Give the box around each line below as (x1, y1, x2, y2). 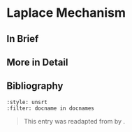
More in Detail (6, 56, 68, 68)
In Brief (6, 33, 39, 45)
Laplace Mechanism (6, 5, 126, 21)
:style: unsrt (6, 98, 48, 105)
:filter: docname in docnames (6, 105, 95, 112)
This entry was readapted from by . (23, 117, 126, 125)
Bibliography (6, 80, 64, 92)
